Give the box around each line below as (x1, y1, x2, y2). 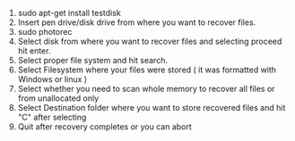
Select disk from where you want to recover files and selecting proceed (17, 36, 282, 46)
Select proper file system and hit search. (17, 55, 169, 65)
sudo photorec (17, 27, 73, 37)
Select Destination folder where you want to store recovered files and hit (17, 103, 286, 112)
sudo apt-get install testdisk (17, 8, 121, 18)
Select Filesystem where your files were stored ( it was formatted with (17, 64, 276, 75)
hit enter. (17, 46, 51, 56)
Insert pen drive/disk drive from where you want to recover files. (17, 17, 256, 28)
